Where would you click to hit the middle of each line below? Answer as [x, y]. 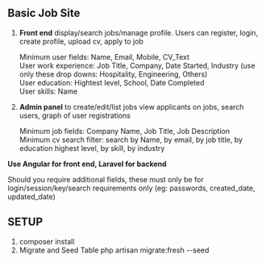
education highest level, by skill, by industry [92, 148]
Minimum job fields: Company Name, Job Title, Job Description [125, 131]
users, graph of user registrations [75, 115]
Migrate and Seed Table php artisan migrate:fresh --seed [114, 250]
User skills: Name [48, 91]
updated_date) [31, 196]
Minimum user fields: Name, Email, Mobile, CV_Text [104, 56]
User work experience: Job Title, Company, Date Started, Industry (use [137, 65]
